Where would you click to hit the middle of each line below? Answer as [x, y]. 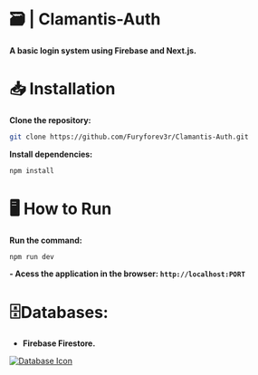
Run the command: [46, 240]
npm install [32, 170]
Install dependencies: [51, 154]
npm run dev [32, 256]
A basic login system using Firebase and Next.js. [103, 50]
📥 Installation [62, 89]
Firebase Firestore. [59, 343]
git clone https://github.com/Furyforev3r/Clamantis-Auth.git [129, 137]
